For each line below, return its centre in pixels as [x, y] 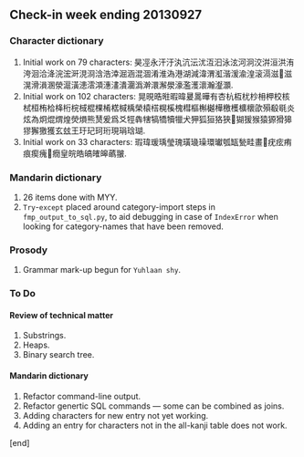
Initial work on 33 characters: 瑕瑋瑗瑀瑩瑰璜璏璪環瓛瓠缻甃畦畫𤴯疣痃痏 [157, 141]
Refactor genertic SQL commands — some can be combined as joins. [153, 406]
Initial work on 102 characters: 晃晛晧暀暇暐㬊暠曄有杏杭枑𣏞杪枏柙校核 [156, 96]
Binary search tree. [58, 355]
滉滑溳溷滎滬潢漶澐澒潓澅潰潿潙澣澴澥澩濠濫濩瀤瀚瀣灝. [128, 85]
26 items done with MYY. [70, 197]
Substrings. [44, 336]
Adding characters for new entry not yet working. [115, 415]
